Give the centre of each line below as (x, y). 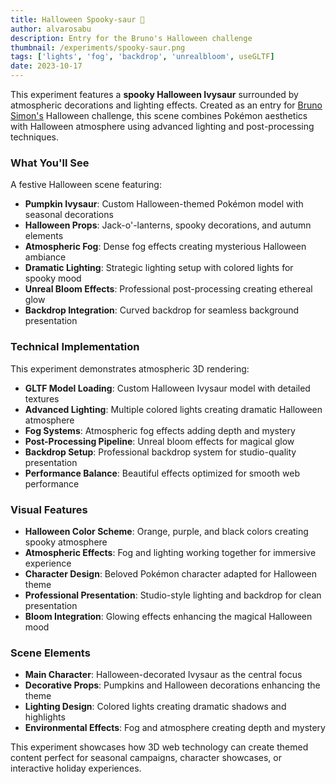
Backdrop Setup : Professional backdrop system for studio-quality (160, 452)
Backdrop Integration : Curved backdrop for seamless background (162, 310)
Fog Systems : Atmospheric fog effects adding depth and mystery (160, 430)
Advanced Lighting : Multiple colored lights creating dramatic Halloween (173, 409)
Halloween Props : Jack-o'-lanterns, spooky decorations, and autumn (168, 225)
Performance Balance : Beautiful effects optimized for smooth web (162, 473)
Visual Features (49, 509)
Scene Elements (50, 653)
